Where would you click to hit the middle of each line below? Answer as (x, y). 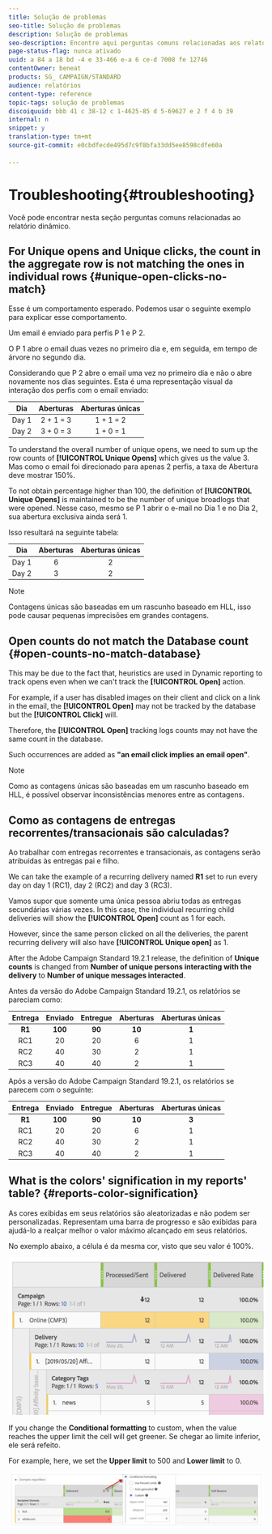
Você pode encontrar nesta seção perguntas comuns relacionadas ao (125, 217)
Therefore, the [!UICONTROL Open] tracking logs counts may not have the (133, 731)
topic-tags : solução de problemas (67, 102)
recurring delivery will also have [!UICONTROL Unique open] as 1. (119, 942)
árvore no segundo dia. (47, 357)
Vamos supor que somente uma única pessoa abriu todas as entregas (125, 901)
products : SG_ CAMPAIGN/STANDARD (65, 77)
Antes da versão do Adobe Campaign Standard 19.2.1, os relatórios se (125, 991)
